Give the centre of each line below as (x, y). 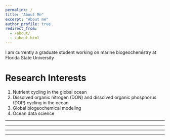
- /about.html (25, 38)
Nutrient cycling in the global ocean (50, 92)
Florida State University (30, 57)
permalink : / (19, 10)
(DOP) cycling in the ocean (40, 102)
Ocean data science (33, 113)
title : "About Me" (25, 15)
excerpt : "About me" (27, 19)
